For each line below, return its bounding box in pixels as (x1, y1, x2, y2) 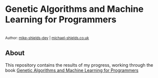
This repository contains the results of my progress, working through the (5, 62, 154, 68)
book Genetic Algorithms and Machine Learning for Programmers (5, 67, 139, 73)
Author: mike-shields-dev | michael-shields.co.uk (5, 36, 89, 40)
